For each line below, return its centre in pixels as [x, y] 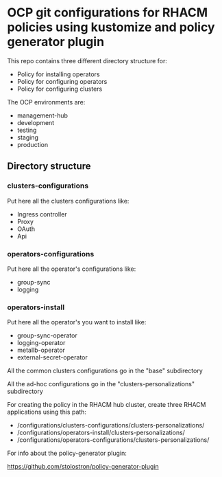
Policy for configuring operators [62, 81]
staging [28, 137]
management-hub [42, 115]
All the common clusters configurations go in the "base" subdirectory [105, 371]
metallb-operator [41, 350]
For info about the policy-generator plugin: [67, 453]
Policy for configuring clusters [60, 89]
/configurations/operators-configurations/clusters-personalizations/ [113, 440]
